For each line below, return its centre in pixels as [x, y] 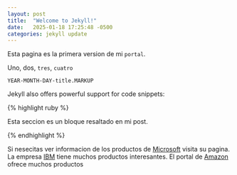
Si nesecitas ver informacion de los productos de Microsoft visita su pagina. [118, 149]
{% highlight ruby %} [38, 108]
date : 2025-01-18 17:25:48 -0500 [60, 27]
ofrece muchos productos [46, 164]
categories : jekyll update [47, 34]
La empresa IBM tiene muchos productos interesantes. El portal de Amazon [118, 157]
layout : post [27, 14]
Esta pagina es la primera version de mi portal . [77, 54]
